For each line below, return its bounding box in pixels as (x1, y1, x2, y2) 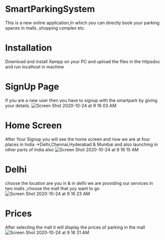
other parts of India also (5, 146, 54, 152)
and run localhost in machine (5, 64, 64, 69)
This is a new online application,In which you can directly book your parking (5, 20, 160, 26)
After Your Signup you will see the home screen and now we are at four (5, 136, 150, 142)
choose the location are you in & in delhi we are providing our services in (5, 180, 153, 186)
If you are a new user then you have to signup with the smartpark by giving (5, 97, 158, 103)
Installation (5, 42, 52, 54)
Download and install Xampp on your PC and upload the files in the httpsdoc (5, 58, 161, 65)
